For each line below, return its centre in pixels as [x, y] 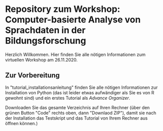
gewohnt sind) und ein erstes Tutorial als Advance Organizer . [68, 98]
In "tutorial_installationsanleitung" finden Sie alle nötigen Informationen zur [81, 87]
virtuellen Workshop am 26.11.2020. [41, 60]
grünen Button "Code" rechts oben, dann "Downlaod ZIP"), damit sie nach [81, 113]
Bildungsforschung [46, 41]
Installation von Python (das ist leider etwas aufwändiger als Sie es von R [80, 92]
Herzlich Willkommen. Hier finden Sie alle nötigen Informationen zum [76, 54]
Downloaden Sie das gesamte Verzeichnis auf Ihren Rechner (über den [78, 107]
